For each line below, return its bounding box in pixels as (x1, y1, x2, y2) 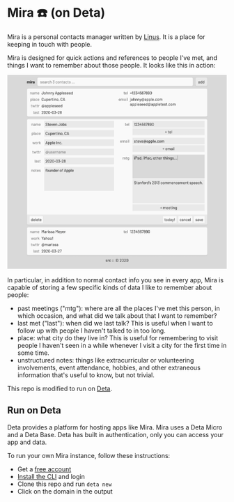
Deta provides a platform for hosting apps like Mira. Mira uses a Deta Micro (7, 423, 223, 432)
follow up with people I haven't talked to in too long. (17, 326, 166, 335)
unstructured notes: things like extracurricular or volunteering (17, 356, 194, 365)
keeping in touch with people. (7, 40, 93, 48)
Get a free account (17, 464, 72, 473)
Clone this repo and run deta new (17, 480, 112, 488)
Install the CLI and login (17, 472, 85, 480)
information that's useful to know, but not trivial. (17, 371, 155, 379)
